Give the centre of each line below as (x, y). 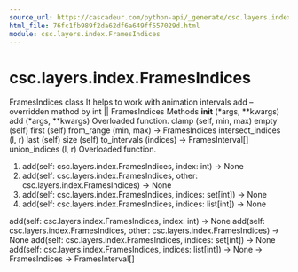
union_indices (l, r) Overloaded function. (83, 149)
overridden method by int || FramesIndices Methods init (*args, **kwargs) (145, 112)
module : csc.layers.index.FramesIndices (85, 34)
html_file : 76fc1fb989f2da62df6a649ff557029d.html (105, 26)
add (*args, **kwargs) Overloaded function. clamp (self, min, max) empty (143, 121)
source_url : (31, 17)
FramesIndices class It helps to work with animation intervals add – (131, 102)
